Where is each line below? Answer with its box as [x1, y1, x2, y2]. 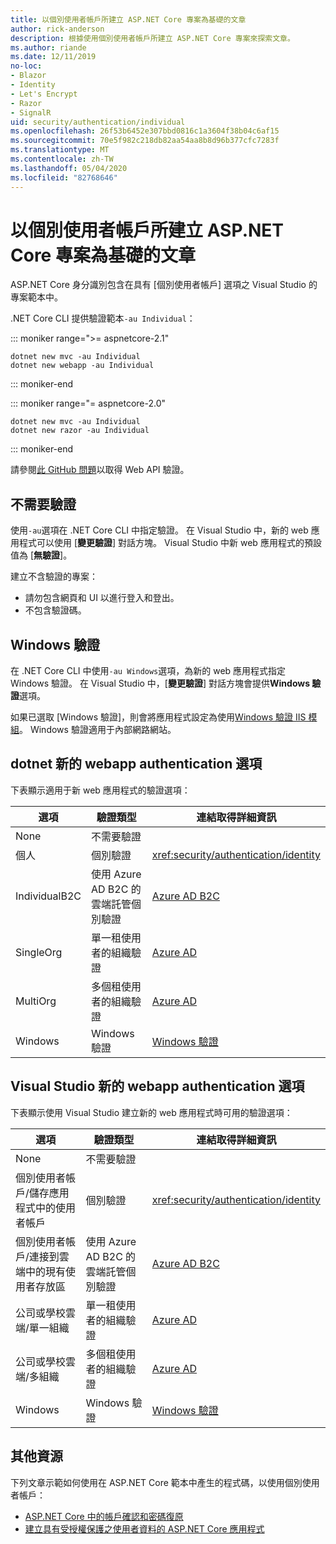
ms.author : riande [10, 42, 87, 53]
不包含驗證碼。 [24, 604, 87, 616]
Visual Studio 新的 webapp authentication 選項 [10, 1078, 305, 1095]
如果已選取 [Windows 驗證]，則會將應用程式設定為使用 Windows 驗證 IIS [10, 711, 307, 723]
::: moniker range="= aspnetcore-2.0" [10, 397, 167, 410]
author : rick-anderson [10, 24, 105, 34]
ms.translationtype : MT [10, 145, 110, 155]
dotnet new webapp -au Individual [10, 361, 155, 371]
